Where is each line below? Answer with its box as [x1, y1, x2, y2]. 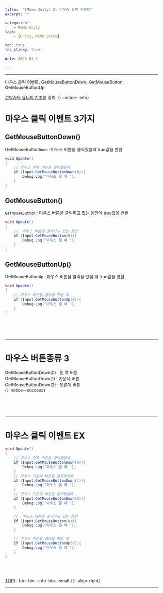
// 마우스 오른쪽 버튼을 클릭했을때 [14, 491, 74, 497]
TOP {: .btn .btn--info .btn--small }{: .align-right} [5, 577, 100, 583]
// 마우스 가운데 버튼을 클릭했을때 [14, 474, 74, 478]
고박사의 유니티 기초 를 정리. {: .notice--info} [5, 94, 89, 100]
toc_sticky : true [5, 47, 40, 52]
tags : [5, 30, 16, 34]
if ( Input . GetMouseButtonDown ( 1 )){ [14, 478, 86, 483]
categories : [5, 20, 29, 25]
